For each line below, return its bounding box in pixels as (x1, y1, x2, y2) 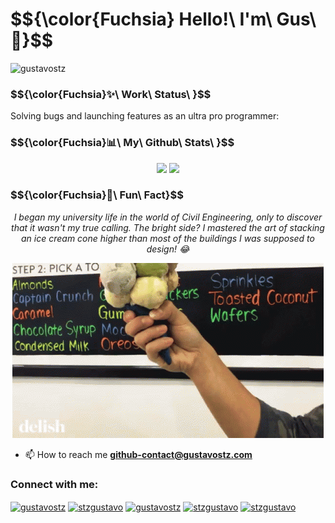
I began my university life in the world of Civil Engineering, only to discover (13, 211, 323, 223)
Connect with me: (10, 477, 99, 491)
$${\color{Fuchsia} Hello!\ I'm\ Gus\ (10, 8, 317, 31)
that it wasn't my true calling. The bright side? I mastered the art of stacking (11, 221, 325, 233)
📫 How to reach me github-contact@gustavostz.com (24, 448, 253, 460)
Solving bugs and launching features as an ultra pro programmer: (10, 110, 280, 122)
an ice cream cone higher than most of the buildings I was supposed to (21, 232, 315, 244)
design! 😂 (146, 243, 190, 255)
